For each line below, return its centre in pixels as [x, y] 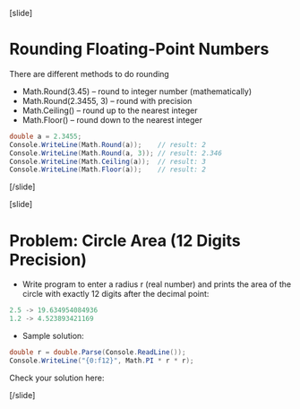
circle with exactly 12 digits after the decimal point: [116, 294]
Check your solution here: [57, 378]
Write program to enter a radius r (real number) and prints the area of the [157, 284]
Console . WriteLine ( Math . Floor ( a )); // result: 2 [107, 170]
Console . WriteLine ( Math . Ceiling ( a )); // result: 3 [107, 161]
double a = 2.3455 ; [46, 136]
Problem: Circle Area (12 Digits [125, 240]
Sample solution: [53, 336]
